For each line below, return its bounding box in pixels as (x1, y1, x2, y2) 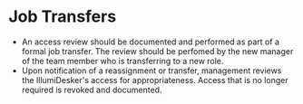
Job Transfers (8, 6, 117, 27)
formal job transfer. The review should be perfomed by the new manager (21, 45, 294, 56)
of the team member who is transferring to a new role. (21, 55, 224, 66)
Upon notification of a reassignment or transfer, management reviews (21, 65, 282, 76)
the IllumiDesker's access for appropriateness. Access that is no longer (21, 74, 288, 85)
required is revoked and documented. (21, 84, 162, 95)
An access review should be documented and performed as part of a (21, 36, 280, 47)
